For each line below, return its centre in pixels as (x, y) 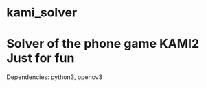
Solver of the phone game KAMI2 (103, 44)
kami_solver (42, 13)
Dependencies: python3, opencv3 (55, 77)
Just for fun (41, 58)
